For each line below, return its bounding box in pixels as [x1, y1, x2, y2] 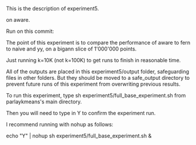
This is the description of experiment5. [6, 5, 99, 12]
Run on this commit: [6, 28, 54, 35]
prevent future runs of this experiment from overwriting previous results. [6, 80, 181, 87]
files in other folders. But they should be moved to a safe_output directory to [6, 75, 190, 81]
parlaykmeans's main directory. [6, 98, 82, 105]
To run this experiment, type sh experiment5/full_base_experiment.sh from [6, 92, 186, 99]
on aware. [6, 16, 30, 23]
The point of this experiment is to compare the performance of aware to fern [6, 39, 191, 46]
